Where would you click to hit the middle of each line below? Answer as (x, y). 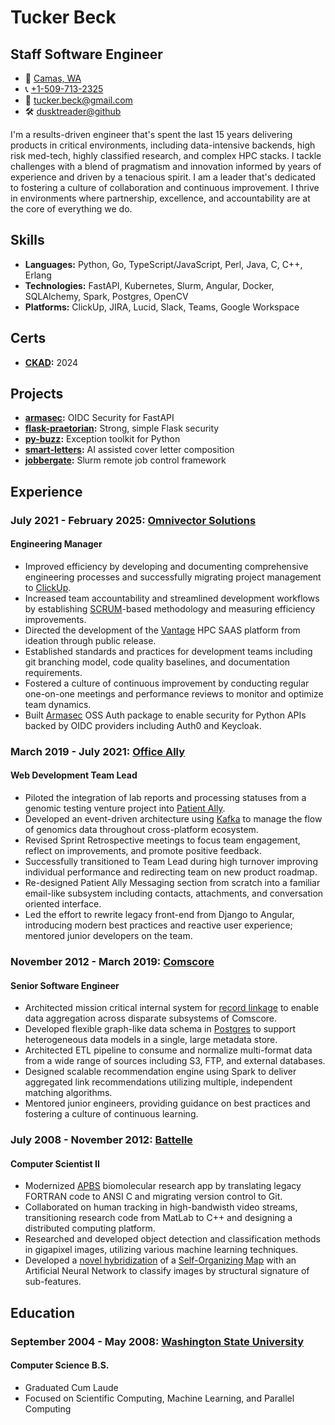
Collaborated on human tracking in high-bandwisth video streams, (161, 1207)
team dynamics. (58, 704)
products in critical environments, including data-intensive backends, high (163, 145)
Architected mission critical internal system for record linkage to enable (172, 1008)
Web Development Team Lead (74, 775)
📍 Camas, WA (53, 78)
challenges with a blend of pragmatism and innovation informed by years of (166, 166)
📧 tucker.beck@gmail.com (78, 100)
